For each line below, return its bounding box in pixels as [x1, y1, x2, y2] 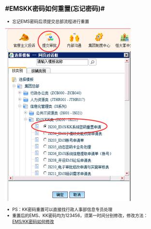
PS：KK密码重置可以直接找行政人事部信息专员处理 [12, 206, 113, 212]
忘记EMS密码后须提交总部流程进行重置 [12, 18, 90, 24]
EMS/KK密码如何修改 [12, 218, 54, 224]
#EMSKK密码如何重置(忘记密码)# [5, 4, 105, 13]
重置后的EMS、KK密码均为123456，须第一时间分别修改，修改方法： [12, 213, 148, 218]
